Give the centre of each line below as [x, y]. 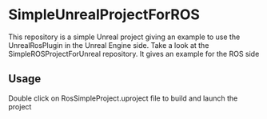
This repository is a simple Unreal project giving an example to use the [124, 37]
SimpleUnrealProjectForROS [104, 15]
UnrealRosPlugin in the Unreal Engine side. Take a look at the [109, 45]
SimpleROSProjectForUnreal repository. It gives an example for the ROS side [134, 54]
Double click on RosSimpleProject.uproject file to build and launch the [123, 98]
